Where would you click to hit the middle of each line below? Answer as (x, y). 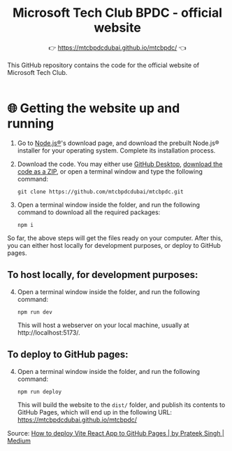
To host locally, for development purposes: (103, 275)
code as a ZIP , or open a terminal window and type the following (110, 171)
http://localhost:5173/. (49, 332)
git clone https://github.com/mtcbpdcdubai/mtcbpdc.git (100, 192)
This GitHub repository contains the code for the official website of (103, 65)
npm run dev (35, 312)
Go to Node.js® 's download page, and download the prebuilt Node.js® (118, 143)
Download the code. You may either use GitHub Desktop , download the (120, 164)
